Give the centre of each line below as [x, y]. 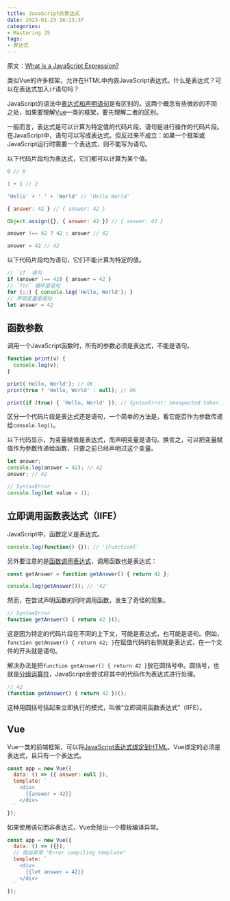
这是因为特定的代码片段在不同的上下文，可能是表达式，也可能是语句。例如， [115, 634]
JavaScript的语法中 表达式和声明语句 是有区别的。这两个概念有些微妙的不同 [112, 103]
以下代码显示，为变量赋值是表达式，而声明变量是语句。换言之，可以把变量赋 [115, 440]
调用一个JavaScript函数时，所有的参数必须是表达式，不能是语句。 [100, 346]
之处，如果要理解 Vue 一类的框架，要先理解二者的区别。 [85, 112]
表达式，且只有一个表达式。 [46, 755]
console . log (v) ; [36, 365]
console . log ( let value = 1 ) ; [49, 493]
